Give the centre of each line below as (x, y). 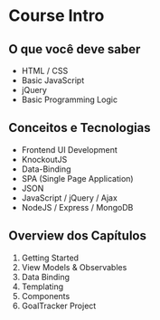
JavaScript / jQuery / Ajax (70, 198)
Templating (42, 287)
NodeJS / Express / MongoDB (77, 207)
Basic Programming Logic (70, 99)
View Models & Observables (74, 267)
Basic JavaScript (53, 80)
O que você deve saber (75, 49)
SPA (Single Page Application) (77, 178)
